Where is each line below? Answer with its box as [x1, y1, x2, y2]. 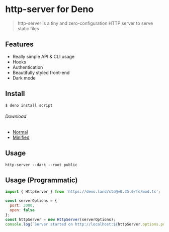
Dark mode [12, 74, 36, 81]
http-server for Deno [5, 4, 94, 15]
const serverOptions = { [5, 198, 57, 203]
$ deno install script [5, 103, 53, 108]
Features [5, 40, 34, 49]
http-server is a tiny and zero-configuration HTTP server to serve [17, 20, 153, 26]
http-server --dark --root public [5, 162, 78, 167]
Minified [12, 134, 30, 140]
